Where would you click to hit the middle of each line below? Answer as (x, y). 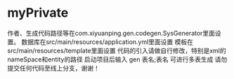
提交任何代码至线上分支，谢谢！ (53, 68)
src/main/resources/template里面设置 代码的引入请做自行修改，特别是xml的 (117, 50)
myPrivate (38, 13)
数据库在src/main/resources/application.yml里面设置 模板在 (107, 42)
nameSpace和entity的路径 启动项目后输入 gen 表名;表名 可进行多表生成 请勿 (117, 59)
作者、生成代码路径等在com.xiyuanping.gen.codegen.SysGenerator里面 (111, 33)
